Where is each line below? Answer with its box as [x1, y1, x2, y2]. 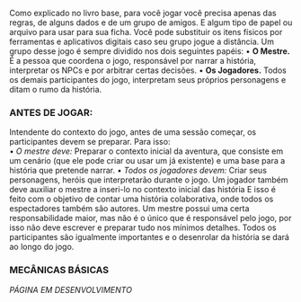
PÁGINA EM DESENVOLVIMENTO [9, 284, 133, 295]
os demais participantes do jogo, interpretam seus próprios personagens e [9, 75, 287, 84]
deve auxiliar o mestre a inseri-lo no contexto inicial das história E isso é [9, 184, 277, 195]
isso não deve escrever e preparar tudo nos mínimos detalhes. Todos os [9, 222, 277, 233]
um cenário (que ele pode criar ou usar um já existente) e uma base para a [9, 155, 286, 166]
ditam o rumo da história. [9, 84, 102, 94]
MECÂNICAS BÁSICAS [9, 264, 110, 277]
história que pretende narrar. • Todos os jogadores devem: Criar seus [9, 165, 268, 176]
